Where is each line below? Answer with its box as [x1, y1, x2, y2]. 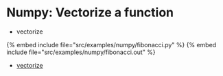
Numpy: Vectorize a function [6, 5, 174, 21]
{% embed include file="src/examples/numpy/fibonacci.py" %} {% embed [6, 40, 217, 49]
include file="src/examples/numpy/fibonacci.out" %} [6, 48, 156, 56]
